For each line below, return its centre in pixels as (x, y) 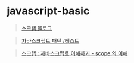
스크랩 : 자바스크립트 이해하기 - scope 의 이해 (74, 53)
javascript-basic (48, 11)
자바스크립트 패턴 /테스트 (50, 40)
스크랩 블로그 (37, 28)
